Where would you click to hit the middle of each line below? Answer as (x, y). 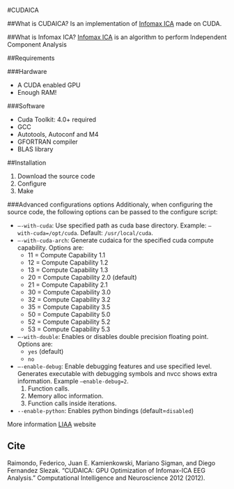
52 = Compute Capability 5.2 (69, 322)
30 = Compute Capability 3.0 (69, 292)
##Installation (27, 163)
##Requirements (31, 58)
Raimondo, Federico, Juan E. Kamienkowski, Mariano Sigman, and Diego (111, 462)
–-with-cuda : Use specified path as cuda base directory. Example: (112, 225)
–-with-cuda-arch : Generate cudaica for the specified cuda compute (115, 240)
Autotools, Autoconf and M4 (58, 134)
